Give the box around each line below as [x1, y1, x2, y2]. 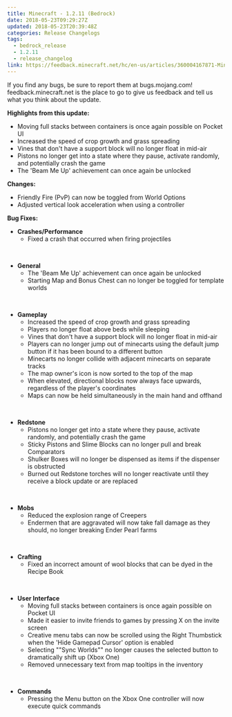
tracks [27, 361, 46, 370]
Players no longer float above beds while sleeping [27, 325, 170, 333]
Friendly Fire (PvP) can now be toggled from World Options [17, 193, 186, 201]
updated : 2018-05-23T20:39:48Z [7, 23, 97, 30]
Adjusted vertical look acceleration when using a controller [17, 200, 185, 208]
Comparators [27, 447, 66, 455]
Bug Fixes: [7, 214, 38, 222]
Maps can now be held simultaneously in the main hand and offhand [27, 391, 222, 399]
